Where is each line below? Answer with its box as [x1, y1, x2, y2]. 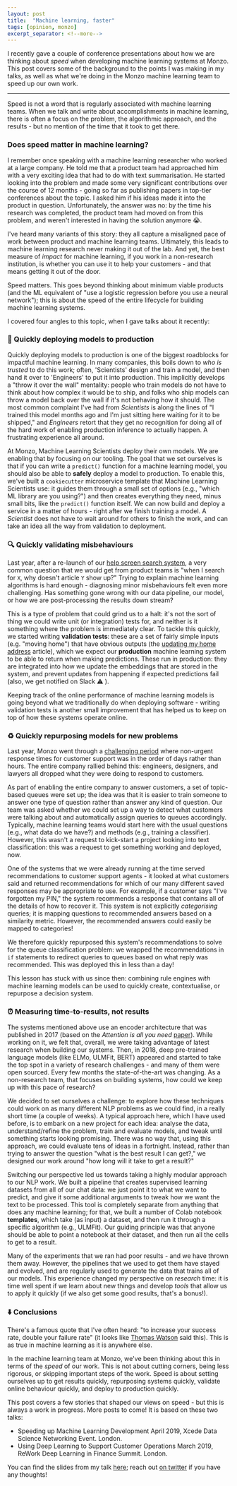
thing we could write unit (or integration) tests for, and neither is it [7, 617, 198, 625]
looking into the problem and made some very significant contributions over [7, 178, 228, 187]
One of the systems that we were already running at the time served [7, 864, 205, 873]
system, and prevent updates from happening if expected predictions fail [7, 670, 219, 678]
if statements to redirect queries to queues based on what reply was [7, 953, 208, 961]
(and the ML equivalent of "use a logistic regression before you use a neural [7, 288, 229, 296]
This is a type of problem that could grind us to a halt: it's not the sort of [7, 610, 217, 618]
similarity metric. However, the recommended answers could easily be [7, 917, 212, 925]
